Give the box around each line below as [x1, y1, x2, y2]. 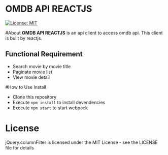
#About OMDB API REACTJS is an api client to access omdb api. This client [5, 29, 163, 36]
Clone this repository [12, 94, 57, 100]
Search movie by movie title [12, 63, 71, 69]
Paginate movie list [12, 69, 52, 75]
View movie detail [12, 74, 50, 80]
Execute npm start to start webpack [12, 105, 88, 111]
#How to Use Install [5, 84, 47, 90]
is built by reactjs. [5, 35, 42, 41]
